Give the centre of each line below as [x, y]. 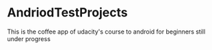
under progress [29, 38]
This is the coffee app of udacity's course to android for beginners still [106, 32]
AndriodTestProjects [67, 13]
